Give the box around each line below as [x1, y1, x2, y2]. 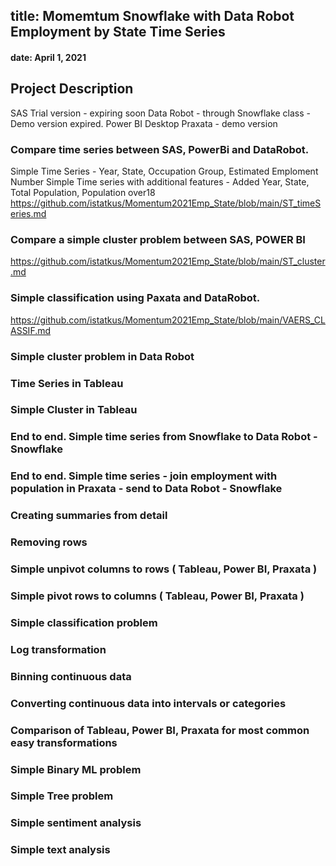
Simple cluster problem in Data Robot [10, 349, 195, 363]
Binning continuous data [10, 669, 132, 683]
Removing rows [10, 535, 88, 549]
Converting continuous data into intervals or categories [10, 696, 287, 710]
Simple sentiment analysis [10, 816, 142, 830]
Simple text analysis [10, 843, 111, 857]
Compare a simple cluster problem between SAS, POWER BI [10, 233, 306, 247]
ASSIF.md [10, 324, 52, 336]
